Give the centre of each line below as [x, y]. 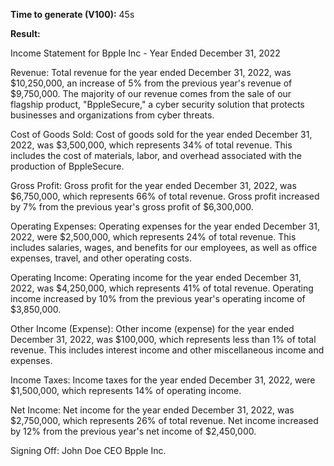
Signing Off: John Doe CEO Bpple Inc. [88, 450]
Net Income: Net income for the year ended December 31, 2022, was [152, 410]
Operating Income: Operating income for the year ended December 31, [156, 277]
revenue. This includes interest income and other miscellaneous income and [167, 350]
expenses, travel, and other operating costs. [101, 258]
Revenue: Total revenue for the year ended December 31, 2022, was [151, 72]
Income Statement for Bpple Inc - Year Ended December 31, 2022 [145, 53]
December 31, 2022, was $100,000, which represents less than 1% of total [163, 339]
